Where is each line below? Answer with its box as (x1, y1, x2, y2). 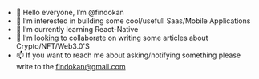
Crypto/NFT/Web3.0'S (15, 41, 90, 51)
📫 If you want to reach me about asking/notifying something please (15, 50, 241, 60)
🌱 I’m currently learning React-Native (15, 25, 139, 34)
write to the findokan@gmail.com (15, 62, 126, 71)
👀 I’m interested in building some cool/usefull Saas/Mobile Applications (15, 16, 251, 26)
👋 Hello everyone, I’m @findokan (15, 8, 124, 17)
